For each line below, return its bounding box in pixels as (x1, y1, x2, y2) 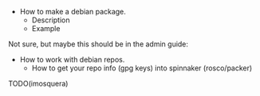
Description (31, 15, 70, 25)
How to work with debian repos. (19, 55, 125, 64)
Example (31, 24, 61, 33)
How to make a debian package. (19, 7, 126, 16)
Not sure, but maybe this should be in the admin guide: (8, 39, 189, 49)
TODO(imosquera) (8, 79, 69, 88)
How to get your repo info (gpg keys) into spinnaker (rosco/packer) (31, 63, 253, 73)
